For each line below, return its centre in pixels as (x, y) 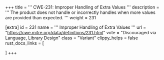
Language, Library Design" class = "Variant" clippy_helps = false (72, 38)
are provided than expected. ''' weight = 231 (51, 18)
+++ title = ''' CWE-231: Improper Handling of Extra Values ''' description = (82, 7)
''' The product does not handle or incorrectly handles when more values (80, 12)
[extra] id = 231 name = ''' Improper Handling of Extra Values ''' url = (76, 27)
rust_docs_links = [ (24, 43)
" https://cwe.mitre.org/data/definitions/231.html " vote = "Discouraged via (81, 32)
